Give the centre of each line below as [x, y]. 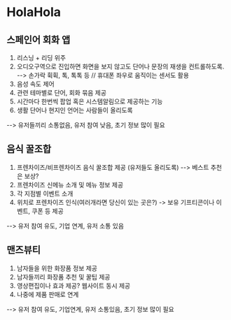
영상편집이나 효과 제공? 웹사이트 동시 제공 [73, 285]
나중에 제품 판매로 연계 [48, 294]
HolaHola [34, 12]
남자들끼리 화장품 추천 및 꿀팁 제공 [63, 277]
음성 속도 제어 [35, 84]
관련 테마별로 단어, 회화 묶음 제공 [61, 93]
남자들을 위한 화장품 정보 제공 [57, 268]
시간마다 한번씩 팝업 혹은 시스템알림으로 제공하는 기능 [90, 101]
